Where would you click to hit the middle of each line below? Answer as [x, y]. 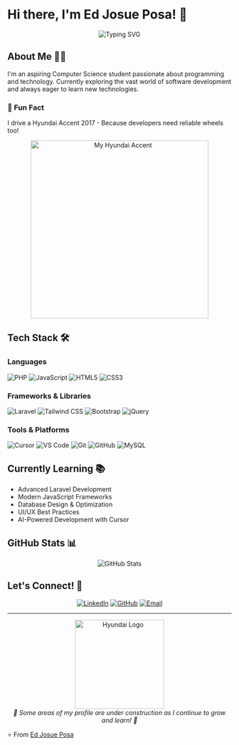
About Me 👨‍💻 [37, 57]
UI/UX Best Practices [48, 512]
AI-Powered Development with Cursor [73, 520]
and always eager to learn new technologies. [73, 89]
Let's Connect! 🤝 [45, 586]
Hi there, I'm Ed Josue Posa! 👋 [97, 15]
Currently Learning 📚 [56, 468]
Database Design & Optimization [65, 504]
